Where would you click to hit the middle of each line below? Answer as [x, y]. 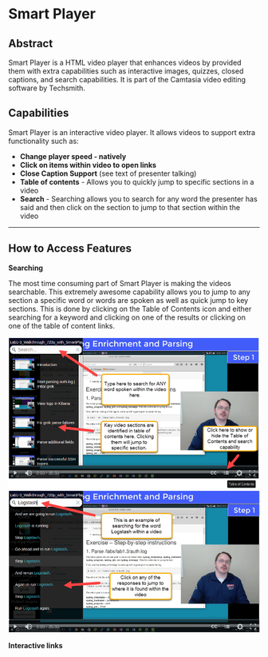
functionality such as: [43, 141]
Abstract [31, 44]
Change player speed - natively [73, 156]
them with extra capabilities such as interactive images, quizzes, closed [126, 71]
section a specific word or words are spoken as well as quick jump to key [128, 300]
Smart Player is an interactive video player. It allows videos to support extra [132, 132]
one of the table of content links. [62, 325]
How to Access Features [70, 249]
